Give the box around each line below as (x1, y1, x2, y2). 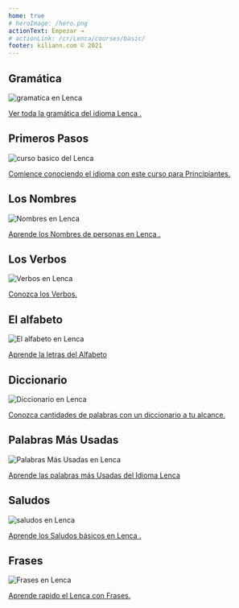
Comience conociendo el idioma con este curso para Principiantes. (8, 168, 231, 178)
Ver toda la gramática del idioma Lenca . (8, 108, 142, 118)
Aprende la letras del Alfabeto (8, 349, 107, 359)
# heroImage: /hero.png (8, 19, 89, 27)
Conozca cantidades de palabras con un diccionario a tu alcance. (8, 410, 226, 420)
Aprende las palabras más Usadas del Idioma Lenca (8, 470, 181, 480)
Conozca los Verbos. (8, 289, 78, 299)
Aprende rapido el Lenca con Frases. (8, 591, 131, 601)
